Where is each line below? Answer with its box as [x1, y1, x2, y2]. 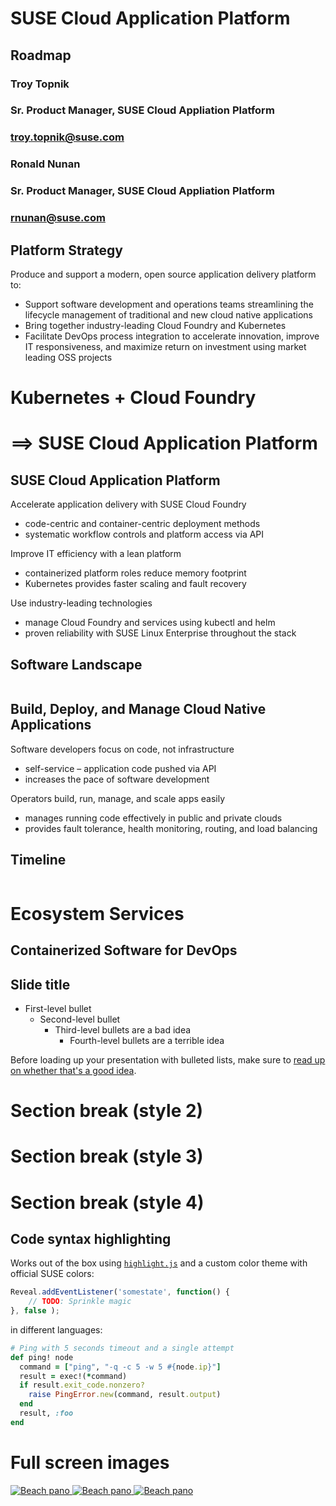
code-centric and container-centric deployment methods [24, 518, 261, 530]
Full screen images [10, 1452, 170, 1474]
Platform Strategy [10, 242, 123, 259]
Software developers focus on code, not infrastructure [10, 743, 235, 755]
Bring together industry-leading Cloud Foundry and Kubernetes [24, 319, 287, 331]
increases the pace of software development [24, 773, 210, 785]
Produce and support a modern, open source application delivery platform [10, 268, 317, 280]
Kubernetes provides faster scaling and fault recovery [24, 578, 247, 590]
